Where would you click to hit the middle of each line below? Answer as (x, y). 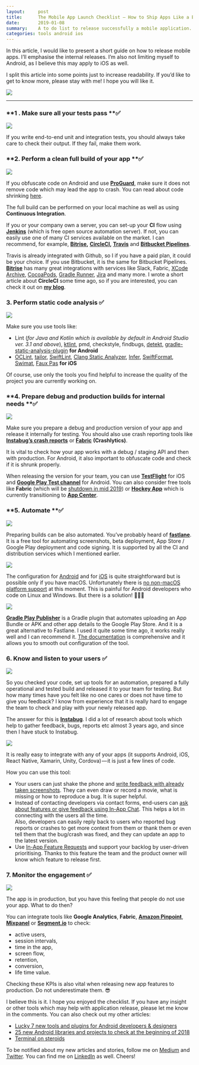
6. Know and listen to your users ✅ (57, 658)
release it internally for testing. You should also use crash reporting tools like (99, 434)
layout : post (28, 12)
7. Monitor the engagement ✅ (49, 875)
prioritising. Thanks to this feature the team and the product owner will (101, 853)
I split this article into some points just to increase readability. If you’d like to (98, 75)
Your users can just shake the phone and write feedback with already (99, 783)
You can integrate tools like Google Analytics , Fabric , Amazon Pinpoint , (95, 917)
